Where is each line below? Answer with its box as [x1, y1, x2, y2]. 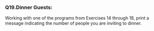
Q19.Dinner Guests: [5, 4, 53, 11]
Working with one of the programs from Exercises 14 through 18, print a [5, 15, 150, 21]
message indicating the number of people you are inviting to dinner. [5, 20, 142, 26]
